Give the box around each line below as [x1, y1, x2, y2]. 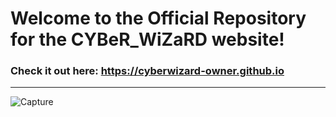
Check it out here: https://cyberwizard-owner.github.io [10, 64, 285, 78]
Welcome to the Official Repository [10, 7, 307, 30]
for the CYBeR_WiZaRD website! [10, 28, 285, 51]
